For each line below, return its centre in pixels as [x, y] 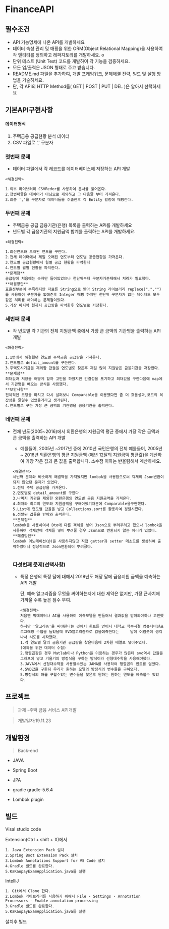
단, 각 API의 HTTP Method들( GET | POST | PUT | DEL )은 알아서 [78, 86]
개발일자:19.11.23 [34, 721]
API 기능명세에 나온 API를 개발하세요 [48, 42]
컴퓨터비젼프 [153, 627]
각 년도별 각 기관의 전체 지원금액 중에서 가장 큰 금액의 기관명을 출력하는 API [87, 331]
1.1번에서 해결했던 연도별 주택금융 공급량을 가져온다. [53, 358]
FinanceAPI [30, 9]
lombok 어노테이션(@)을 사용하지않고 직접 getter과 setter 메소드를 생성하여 [84, 541]
